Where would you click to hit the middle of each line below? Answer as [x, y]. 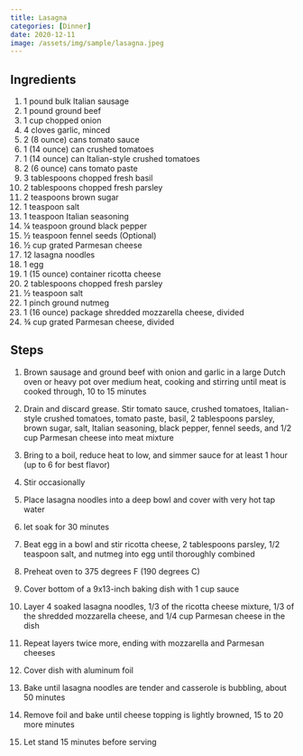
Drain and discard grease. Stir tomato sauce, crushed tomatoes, [142, 408]
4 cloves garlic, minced [67, 130]
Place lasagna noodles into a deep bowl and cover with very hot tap [149, 499]
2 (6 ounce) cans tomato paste [80, 169]
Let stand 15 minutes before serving [90, 742]
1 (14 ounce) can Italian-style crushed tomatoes [112, 159]
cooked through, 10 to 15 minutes [85, 391]
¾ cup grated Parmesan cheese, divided [99, 322]
